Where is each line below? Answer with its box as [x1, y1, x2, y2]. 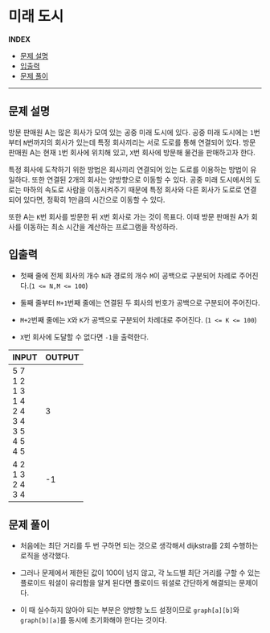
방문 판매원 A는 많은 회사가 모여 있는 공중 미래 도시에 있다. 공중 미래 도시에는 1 [8, 127, 255, 137]
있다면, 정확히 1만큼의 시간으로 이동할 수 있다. [22, 195, 166, 204]
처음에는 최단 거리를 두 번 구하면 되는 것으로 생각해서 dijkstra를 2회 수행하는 [19, 541, 259, 551]
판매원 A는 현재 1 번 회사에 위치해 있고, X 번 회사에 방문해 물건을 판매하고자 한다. [8, 147, 256, 157]
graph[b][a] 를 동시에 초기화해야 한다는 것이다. [19, 615, 167, 625]
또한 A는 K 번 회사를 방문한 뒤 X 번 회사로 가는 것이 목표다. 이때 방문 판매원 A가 [8, 212, 250, 221]
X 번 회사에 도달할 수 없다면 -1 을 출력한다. [19, 331, 149, 342]
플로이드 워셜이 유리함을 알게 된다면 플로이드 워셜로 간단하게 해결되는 [19, 578, 237, 588]
